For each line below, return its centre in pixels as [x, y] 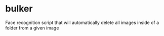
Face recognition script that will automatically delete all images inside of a [82, 22]
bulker [19, 9]
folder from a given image [32, 27]
